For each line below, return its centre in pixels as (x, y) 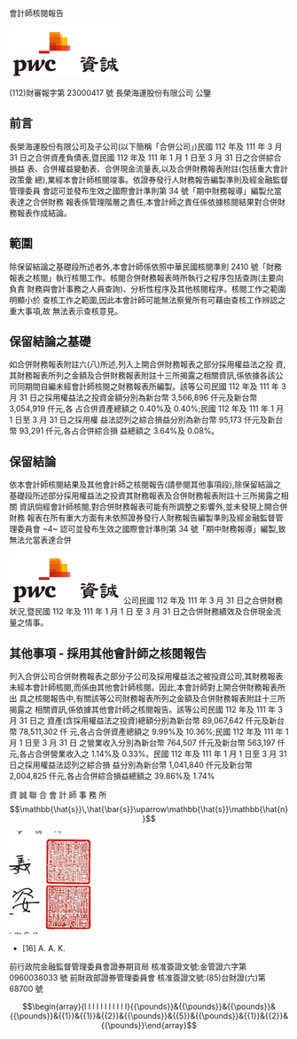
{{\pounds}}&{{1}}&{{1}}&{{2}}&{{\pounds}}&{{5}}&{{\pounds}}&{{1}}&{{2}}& (149, 1016)
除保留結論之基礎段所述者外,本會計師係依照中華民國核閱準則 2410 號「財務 (145, 266)
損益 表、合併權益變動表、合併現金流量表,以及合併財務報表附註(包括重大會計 (149, 168)
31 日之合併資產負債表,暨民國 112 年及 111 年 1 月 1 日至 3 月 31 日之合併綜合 (145, 157)
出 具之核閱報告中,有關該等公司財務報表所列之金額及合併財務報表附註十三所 (147, 699)
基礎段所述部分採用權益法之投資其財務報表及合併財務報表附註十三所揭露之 (145, 496)
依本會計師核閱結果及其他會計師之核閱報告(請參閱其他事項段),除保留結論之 (145, 485)
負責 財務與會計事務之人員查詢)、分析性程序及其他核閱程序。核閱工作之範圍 (148, 289)
